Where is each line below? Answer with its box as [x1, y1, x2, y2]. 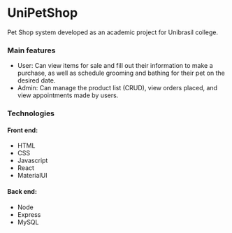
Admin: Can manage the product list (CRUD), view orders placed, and [17, 84, 218, 92]
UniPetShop [7, 5, 78, 21]
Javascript [17, 156, 48, 165]
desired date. [17, 76, 56, 85]
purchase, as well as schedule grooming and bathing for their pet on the [17, 69, 225, 78]
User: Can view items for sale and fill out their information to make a [17, 62, 213, 70]
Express [17, 210, 41, 218]
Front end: [7, 126, 38, 134]
